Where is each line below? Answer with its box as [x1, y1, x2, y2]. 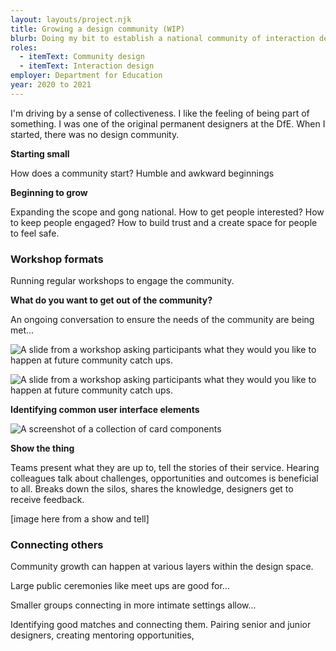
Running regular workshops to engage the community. [10, 275, 235, 287]
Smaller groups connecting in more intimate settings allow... [10, 599, 257, 611]
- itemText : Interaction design [19, 61, 155, 71]
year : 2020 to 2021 [10, 80, 92, 90]
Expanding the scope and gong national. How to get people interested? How [10, 206, 325, 218]
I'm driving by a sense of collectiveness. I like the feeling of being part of [10, 107, 310, 119]
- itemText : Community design [19, 52, 145, 62]
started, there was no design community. [10, 128, 180, 140]
